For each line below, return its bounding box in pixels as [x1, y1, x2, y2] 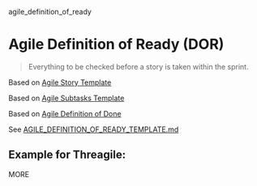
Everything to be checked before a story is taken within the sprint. [28, 61, 249, 71]
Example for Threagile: [8, 148, 126, 162]
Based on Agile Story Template [8, 77, 112, 87]
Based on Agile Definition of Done [8, 108, 122, 118]
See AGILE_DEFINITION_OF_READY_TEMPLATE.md [8, 125, 179, 134]
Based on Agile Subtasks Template [8, 93, 125, 103]
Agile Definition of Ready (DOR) [8, 36, 225, 53]
